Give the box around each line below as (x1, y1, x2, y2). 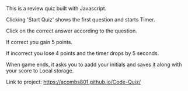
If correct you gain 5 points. (6, 39, 73, 45)
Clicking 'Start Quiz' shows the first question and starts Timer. (6, 16, 156, 23)
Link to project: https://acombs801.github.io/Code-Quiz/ (6, 78, 141, 85)
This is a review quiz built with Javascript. (6, 5, 107, 12)
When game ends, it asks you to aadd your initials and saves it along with (6, 61, 182, 68)
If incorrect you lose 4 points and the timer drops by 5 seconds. (6, 50, 159, 57)
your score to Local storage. (6, 67, 74, 74)
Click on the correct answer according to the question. (6, 27, 137, 34)
